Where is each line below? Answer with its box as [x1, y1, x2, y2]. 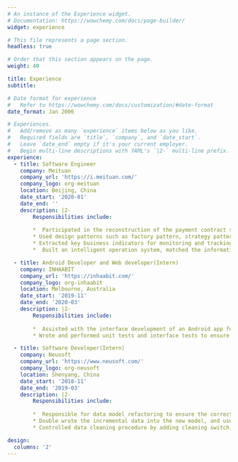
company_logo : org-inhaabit [20, 279, 103, 286]
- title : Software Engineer [13, 161, 97, 168]
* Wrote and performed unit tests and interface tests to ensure [33, 332, 230, 339]
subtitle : [7, 82, 37, 89]
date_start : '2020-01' [20, 193, 87, 200]
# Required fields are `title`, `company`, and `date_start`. [7, 134, 201, 141]
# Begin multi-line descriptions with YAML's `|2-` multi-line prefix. [7, 147, 230, 154]
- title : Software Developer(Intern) [13, 345, 125, 352]
